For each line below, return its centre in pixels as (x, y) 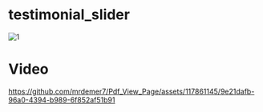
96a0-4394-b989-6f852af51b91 (62, 100)
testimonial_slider (69, 15)
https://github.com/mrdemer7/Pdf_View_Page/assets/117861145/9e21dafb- (131, 91)
